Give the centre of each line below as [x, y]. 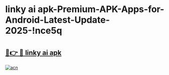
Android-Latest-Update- [58, 20]
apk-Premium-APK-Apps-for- [101, 9]
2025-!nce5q [34, 31]
